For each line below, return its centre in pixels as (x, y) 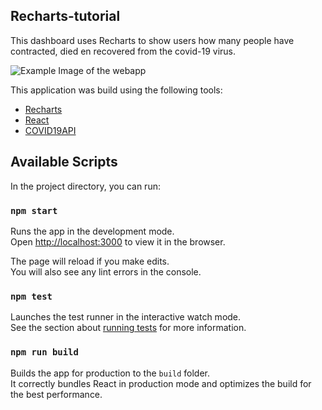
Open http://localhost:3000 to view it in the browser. (118, 241)
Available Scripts (64, 162)
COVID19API (50, 130)
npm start (34, 210)
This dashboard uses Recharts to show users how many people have (152, 40)
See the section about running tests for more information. (128, 328)
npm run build (44, 352)
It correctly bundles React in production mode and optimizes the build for (161, 383)
